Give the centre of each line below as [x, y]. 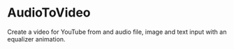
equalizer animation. [36, 39]
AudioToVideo [49, 13]
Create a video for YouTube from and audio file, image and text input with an [117, 32]
